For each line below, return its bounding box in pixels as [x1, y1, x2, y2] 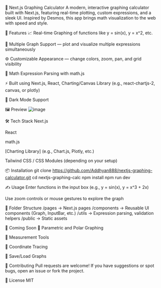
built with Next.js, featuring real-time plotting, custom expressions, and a [5, 10, 151, 16]
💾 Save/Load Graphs [5, 253, 47, 259]
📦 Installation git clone [5, 167, 52, 173]
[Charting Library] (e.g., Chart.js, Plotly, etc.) [5, 148, 94, 154]
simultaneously [5, 46, 36, 52]
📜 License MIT [5, 277, 34, 283]
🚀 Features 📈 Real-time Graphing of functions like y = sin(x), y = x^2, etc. [5, 30, 153, 36]
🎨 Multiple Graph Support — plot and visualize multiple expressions [5, 41, 141, 47]
